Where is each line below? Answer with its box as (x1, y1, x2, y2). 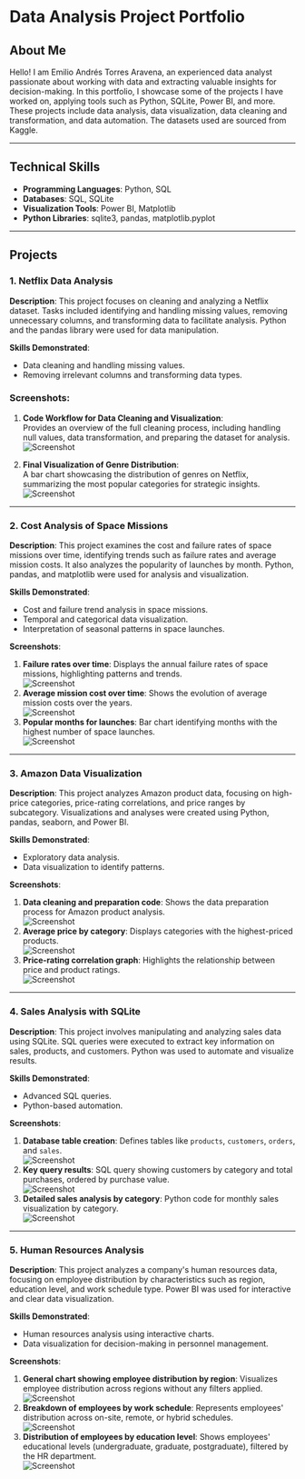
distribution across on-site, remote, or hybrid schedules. (22, 1412, 234, 1423)
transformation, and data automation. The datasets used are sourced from (9, 115, 287, 125)
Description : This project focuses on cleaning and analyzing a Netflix (9, 295, 270, 306)
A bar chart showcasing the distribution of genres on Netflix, (22, 468, 250, 479)
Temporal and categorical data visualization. (22, 614, 189, 625)
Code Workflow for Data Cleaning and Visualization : (22, 412, 224, 424)
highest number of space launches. (22, 726, 156, 737)
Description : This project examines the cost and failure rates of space (9, 540, 272, 551)
